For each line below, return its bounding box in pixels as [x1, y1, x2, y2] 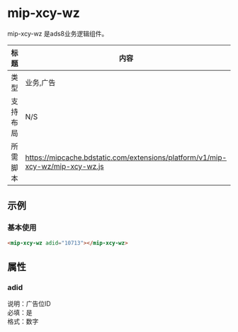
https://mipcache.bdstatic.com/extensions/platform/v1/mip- [25, 153, 227, 162]
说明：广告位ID [7, 299, 51, 308]
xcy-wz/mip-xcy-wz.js [25, 161, 104, 171]
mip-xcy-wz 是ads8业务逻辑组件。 [7, 29, 108, 38]
